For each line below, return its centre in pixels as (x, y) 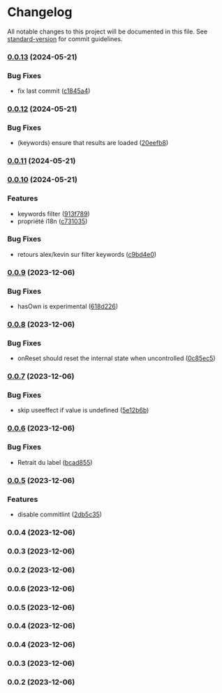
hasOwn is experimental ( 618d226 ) (68, 306)
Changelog (40, 12)
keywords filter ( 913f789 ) (53, 214)
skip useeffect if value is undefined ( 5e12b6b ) (83, 410)
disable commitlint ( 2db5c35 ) (60, 514)
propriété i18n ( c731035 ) (52, 221)
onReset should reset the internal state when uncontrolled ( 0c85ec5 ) (116, 358)
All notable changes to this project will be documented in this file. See (108, 31)
